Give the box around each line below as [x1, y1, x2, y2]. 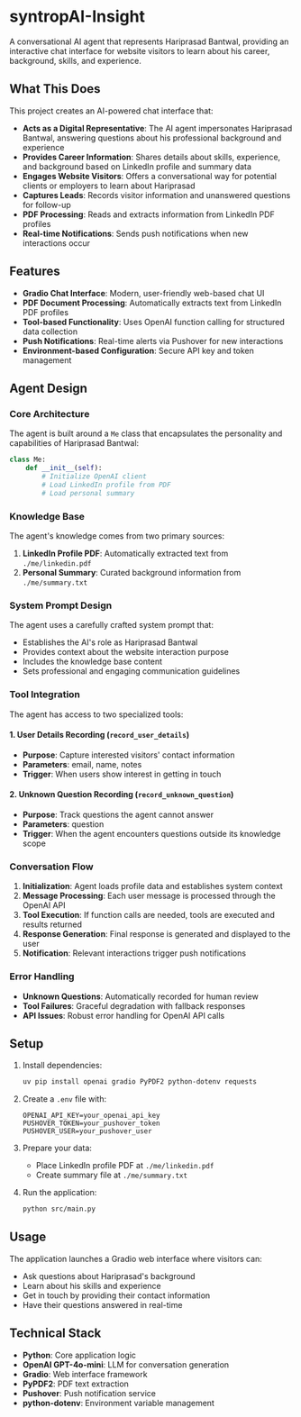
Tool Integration [9, 688, 81, 701]
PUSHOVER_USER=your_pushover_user [22, 1127, 152, 1136]
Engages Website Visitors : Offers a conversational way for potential [22, 170, 278, 181]
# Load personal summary [41, 488, 135, 497]
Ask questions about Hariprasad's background [22, 1270, 196, 1281]
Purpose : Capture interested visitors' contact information [22, 749, 236, 760]
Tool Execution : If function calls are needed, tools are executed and [22, 910, 275, 921]
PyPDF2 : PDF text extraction [22, 1378, 129, 1389]
